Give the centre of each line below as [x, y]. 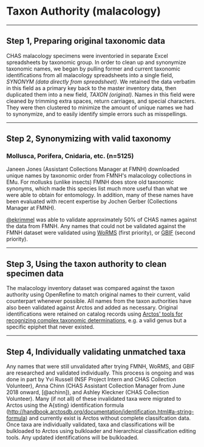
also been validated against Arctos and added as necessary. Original [92, 308]
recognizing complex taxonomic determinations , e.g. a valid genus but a [97, 321]
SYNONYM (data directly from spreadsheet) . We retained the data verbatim [101, 81]
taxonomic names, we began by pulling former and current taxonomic [93, 69]
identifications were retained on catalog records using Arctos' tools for [95, 314]
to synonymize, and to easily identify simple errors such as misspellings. [97, 114]
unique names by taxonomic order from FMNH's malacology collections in [99, 176]
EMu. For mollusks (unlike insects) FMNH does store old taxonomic [90, 182]
